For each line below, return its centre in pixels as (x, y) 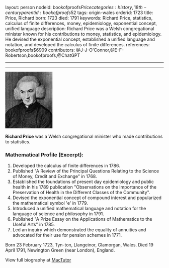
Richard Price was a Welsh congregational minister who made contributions (84, 136)
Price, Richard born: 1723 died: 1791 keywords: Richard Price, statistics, (79, 18)
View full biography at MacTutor (38, 260)
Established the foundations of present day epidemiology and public (83, 182)
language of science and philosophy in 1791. (58, 214)
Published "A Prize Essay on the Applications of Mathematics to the (82, 219)
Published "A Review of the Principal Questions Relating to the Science (86, 171)
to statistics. (18, 142)
